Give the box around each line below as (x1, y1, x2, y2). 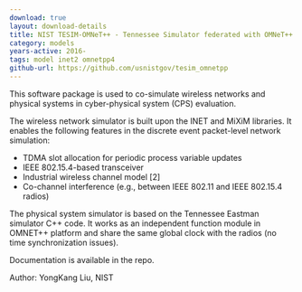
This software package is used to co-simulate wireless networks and (9, 88, 266, 99)
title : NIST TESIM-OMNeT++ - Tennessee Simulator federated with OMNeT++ (9, 30, 294, 39)
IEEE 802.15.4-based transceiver (22, 162, 145, 173)
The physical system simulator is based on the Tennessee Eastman (9, 208, 260, 219)
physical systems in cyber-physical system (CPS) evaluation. (9, 98, 237, 108)
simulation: (9, 135, 51, 146)
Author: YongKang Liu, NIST (9, 272, 114, 283)
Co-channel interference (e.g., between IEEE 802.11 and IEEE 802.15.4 (22, 181, 283, 192)
